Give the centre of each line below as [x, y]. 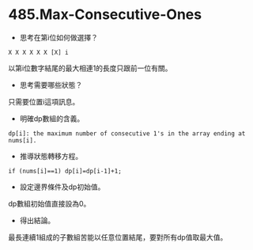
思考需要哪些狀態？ [51, 85]
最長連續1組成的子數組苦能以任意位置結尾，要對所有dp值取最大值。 [118, 237]
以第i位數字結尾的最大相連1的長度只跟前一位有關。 [90, 68]
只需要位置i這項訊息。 [44, 101]
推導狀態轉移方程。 [51, 156]
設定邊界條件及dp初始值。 [62, 187]
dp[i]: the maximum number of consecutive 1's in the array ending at [127, 133]
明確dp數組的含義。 [52, 118]
